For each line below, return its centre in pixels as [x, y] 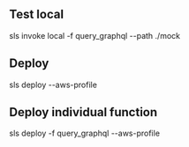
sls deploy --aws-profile [53, 85]
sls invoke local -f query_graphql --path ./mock [95, 35]
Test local [37, 15]
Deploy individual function [83, 112]
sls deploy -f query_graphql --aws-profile [85, 133]
